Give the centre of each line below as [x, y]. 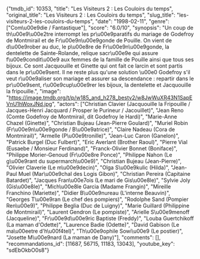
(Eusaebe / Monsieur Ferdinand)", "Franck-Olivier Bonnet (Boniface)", [92, 148]
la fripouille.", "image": [34, 91]
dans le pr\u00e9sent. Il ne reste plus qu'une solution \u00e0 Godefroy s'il [98, 72]
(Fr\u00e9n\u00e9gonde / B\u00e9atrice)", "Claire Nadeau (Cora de [91, 129]
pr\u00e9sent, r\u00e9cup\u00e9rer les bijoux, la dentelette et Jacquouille [99, 85]
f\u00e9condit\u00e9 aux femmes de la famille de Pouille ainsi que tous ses [100, 60]
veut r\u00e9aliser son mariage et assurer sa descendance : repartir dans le [100, 78]
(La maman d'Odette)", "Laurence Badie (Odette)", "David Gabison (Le [93, 225]
